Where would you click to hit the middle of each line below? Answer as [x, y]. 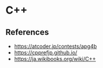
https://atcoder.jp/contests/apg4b [55, 46]
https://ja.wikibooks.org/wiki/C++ [55, 59]
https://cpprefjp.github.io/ [46, 53]
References [27, 32]
